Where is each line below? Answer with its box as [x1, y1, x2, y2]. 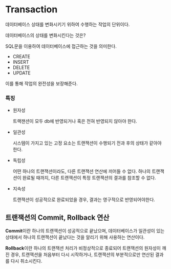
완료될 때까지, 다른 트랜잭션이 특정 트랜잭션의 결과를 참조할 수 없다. [22, 175, 156, 181]
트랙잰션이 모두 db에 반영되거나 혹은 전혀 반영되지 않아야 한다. [12, 118, 137, 124]
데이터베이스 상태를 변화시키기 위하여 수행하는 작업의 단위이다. [5, 21, 130, 27]
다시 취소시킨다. [10, 258, 42, 264]
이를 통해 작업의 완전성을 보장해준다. [5, 80, 78, 86]
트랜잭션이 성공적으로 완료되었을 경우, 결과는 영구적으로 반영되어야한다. [12, 196, 155, 203]
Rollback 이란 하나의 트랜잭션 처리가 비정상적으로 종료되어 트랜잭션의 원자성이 [5, 245, 161, 252]
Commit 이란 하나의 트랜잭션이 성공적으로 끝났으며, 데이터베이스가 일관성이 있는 [5, 228, 165, 234]
